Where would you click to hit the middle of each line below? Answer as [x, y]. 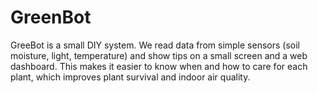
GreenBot [51, 17]
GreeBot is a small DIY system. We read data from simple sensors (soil [155, 45]
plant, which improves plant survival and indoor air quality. [130, 77]
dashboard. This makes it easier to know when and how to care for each [159, 66]
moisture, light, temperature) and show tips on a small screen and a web [159, 55]
